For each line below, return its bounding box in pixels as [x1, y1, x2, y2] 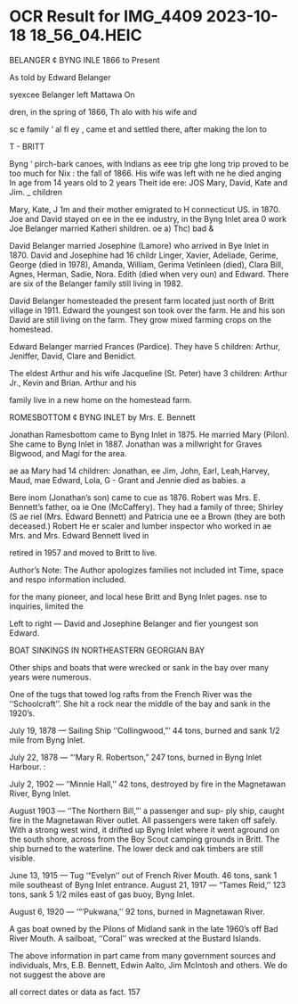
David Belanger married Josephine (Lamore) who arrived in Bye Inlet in [9, 240, 270, 251]
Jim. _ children [9, 186, 63, 197]
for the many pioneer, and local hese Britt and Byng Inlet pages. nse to [9, 591, 268, 602]
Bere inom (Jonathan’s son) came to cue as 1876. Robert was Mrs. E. [9, 492, 261, 503]
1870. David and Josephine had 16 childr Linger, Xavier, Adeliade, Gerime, [9, 250, 278, 260]
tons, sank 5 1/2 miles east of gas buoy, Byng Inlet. [9, 889, 196, 900]
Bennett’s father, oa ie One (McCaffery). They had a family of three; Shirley [9, 501, 284, 512]
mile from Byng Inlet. [9, 734, 85, 745]
